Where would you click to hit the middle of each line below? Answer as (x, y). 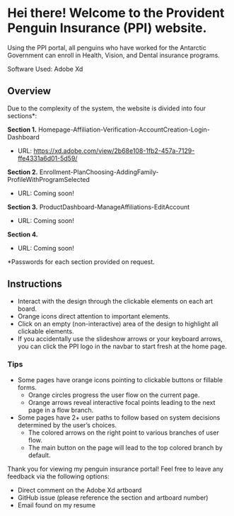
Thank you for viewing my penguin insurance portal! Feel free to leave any (116, 469)
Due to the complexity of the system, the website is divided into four (107, 108)
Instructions (35, 284)
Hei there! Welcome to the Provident (116, 13)
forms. (27, 387)
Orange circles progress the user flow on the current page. (114, 395)
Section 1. (22, 130)
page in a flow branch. (61, 410)
